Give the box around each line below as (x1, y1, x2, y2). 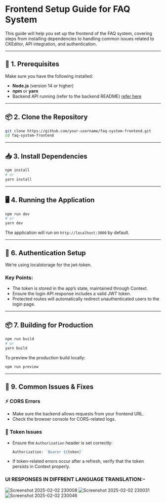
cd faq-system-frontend (5, 133, 54, 138)
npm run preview (5, 364, 39, 369)
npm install (5, 168, 30, 173)
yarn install (5, 177, 32, 182)
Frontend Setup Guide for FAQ (5, 3, 130, 15)
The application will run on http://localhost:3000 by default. (5, 229, 130, 236)
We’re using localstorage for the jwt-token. (5, 262, 92, 268)
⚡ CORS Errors (5, 397, 41, 404)
